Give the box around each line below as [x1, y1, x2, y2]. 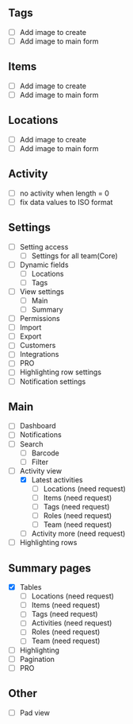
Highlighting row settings [19, 367, 101, 377]
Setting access [19, 242, 69, 251]
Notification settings [19, 377, 86, 386]
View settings [19, 286, 65, 296]
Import [19, 323, 42, 332]
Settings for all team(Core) [31, 250, 119, 261]
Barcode [31, 448, 59, 458]
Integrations [19, 350, 59, 359]
